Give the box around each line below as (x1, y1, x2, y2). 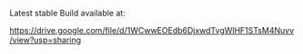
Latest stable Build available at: (9, 8, 126, 18)
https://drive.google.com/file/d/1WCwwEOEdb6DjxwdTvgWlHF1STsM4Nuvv (9, 25, 295, 35)
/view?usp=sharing (9, 35, 82, 45)
